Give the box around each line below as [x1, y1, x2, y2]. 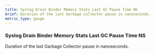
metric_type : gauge [5, 16, 45, 21]
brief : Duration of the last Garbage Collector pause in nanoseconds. [5, 12, 151, 17]
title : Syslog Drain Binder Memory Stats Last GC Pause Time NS [5, 7, 138, 12]
